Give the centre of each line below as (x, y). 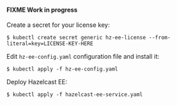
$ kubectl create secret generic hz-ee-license (76, 38)
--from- (160, 38)
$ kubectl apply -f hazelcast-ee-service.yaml (75, 95)
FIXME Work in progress (42, 10)
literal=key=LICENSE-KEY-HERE (50, 44)
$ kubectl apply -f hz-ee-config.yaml (62, 69)
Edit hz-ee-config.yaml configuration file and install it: (83, 57)
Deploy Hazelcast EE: (37, 82)
